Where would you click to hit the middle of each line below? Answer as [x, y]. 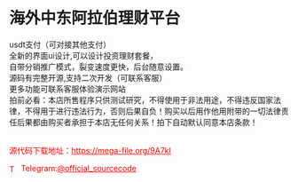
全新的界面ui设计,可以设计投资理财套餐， [83, 55]
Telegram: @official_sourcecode [79, 168]
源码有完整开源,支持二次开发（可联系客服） [88, 77]
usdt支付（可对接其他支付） [60, 44]
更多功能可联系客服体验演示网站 [67, 89]
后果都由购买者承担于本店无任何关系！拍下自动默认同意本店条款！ [137, 122]
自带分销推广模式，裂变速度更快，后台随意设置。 [98, 67]
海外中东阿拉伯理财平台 [95, 18]
